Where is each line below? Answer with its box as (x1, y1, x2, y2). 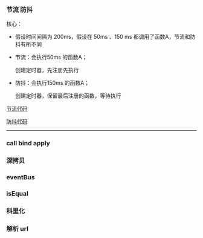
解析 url (6, 224, 29, 233)
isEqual (6, 189, 28, 197)
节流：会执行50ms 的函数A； (14, 53, 88, 61)
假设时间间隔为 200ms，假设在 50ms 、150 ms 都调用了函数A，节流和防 (14, 33, 196, 41)
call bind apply (6, 139, 50, 148)
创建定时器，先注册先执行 (14, 67, 79, 74)
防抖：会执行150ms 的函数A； (14, 79, 89, 87)
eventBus (6, 173, 35, 182)
